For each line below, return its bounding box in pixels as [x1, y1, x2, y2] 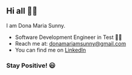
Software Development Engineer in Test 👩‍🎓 [14, 34, 122, 41]
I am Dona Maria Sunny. [6, 22, 66, 29]
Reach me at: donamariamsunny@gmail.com [14, 40, 127, 47]
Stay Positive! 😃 [6, 61, 55, 70]
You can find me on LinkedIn [14, 46, 86, 53]
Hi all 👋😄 [6, 6, 38, 16]
